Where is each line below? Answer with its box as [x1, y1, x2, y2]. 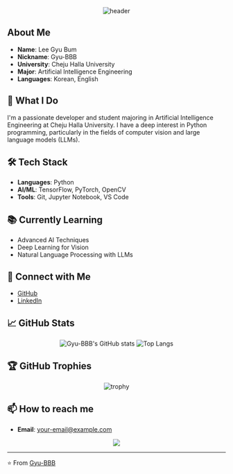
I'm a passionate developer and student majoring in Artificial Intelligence [7, 113, 214, 121]
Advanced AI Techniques [17, 236, 89, 244]
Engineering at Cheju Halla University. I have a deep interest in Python [7, 121, 207, 129]
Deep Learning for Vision [17, 243, 89, 252]
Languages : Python [17, 178, 74, 187]
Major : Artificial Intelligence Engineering [17, 67, 133, 76]
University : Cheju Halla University [17, 60, 115, 68]
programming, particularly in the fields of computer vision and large [7, 128, 200, 136]
